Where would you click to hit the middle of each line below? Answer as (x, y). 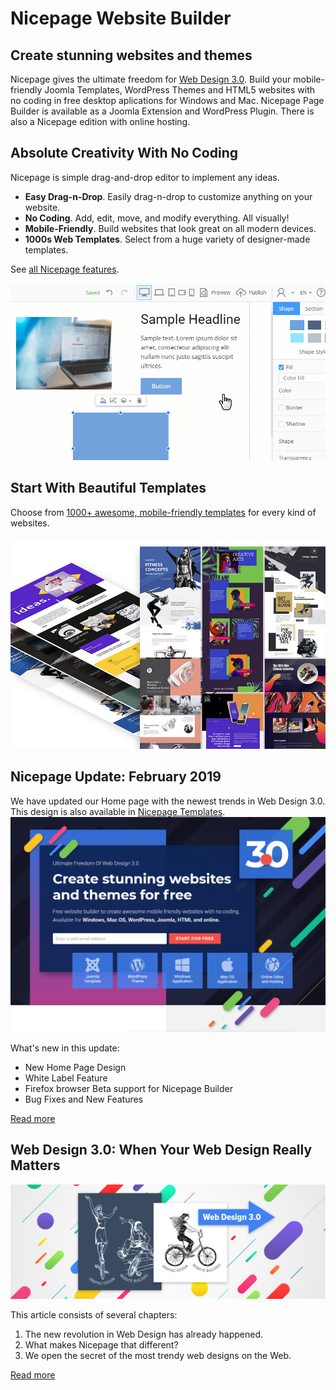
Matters (35, 1165)
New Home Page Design (75, 1067)
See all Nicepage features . (65, 269)
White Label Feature (66, 1078)
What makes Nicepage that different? (101, 1345)
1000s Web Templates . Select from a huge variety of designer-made (167, 239)
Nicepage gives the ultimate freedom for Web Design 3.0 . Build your (151, 79)
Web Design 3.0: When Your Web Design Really (161, 1150)
